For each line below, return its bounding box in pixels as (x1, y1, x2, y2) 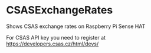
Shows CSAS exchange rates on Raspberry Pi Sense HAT (6, 23, 146, 30)
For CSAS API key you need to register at (6, 34, 106, 41)
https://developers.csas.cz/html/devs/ (6, 40, 99, 47)
